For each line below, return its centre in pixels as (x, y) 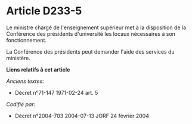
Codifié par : (21, 104)
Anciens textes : (25, 81)
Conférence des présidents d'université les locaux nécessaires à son (91, 33)
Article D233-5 (44, 11)
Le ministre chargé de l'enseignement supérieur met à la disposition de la (96, 27)
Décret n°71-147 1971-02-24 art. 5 (56, 92)
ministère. (18, 58)
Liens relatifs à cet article (38, 69)
